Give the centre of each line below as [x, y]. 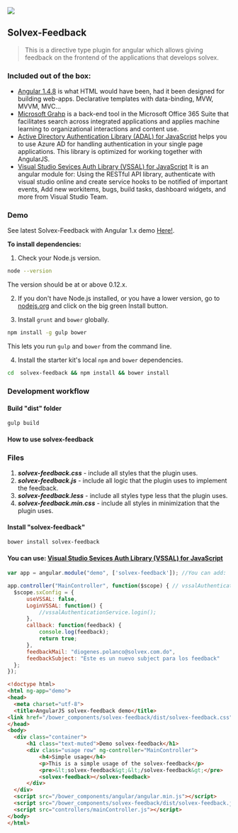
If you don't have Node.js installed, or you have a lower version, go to [119, 299]
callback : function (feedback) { [74, 625]
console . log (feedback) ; [74, 632]
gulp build [23, 423]
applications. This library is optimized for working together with [110, 152]
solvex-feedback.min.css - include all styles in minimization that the [118, 503]
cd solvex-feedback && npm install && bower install [89, 373]
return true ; [58, 639]
